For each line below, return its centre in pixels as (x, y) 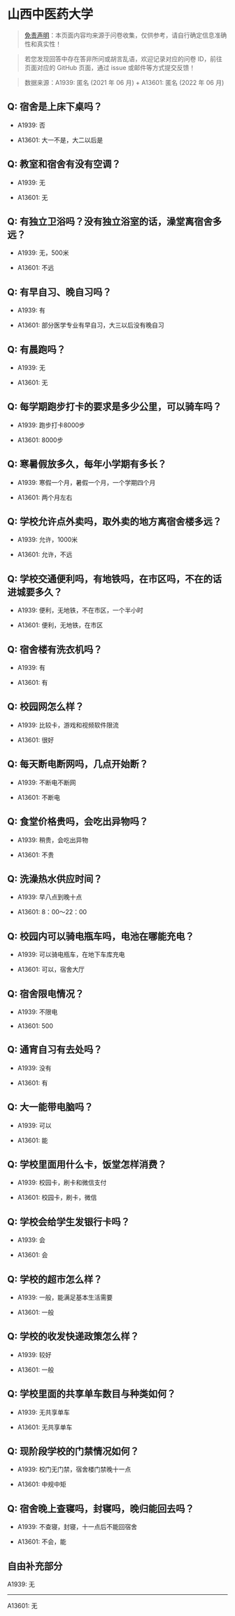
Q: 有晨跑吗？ (37, 349)
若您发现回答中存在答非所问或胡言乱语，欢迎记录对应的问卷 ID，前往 (123, 59)
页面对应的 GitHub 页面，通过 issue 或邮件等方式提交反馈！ (110, 67)
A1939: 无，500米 (43, 253)
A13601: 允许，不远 (45, 554)
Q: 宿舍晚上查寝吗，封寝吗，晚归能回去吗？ (101, 1508)
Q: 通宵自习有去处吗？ (55, 1050)
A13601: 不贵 (36, 855)
